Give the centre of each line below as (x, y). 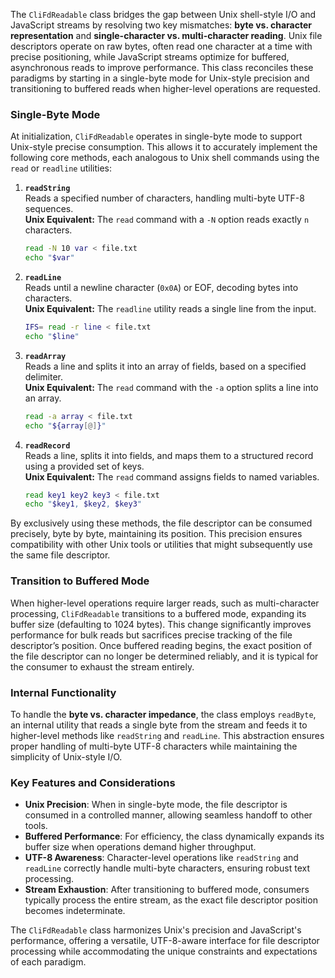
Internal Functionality (63, 692)
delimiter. (44, 376)
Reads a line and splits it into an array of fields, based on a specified (165, 366)
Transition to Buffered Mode (80, 581)
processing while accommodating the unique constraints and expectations (164, 951)
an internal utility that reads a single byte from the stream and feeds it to (159, 725)
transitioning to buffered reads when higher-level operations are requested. (165, 88)
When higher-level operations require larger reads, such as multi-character (165, 603)
